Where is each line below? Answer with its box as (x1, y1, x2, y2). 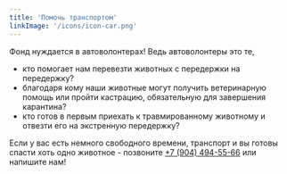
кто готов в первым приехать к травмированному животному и (21, 111, 266, 121)
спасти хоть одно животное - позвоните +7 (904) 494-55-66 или (9, 146, 257, 157)
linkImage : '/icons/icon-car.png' (9, 21, 138, 30)
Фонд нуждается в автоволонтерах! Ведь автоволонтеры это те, (9, 46, 255, 56)
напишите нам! (9, 156, 67, 167)
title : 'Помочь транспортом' (9, 12, 118, 22)
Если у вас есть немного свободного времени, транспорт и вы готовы (9, 137, 279, 148)
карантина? (21, 101, 67, 112)
